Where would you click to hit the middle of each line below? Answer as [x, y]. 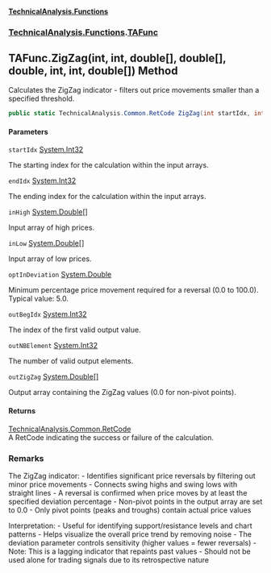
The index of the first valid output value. [75, 330]
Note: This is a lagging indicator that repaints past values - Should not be [130, 551]
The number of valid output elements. [71, 361]
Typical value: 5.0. [38, 299]
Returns [22, 411]
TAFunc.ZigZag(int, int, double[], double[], [117, 58]
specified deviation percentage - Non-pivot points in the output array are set [135, 501]
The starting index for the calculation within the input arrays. [108, 165]
